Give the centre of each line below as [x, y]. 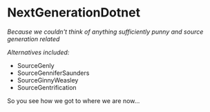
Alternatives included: [38, 52]
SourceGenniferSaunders [53, 73]
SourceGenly [36, 65]
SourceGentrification [47, 87]
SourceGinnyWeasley [48, 80]
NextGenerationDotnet [74, 13]
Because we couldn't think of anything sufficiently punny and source [105, 32]
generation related [34, 38]
